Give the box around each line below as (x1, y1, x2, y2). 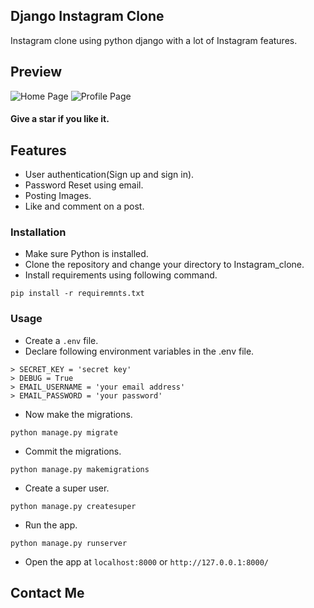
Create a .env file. (24, 334, 99, 346)
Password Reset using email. (24, 179, 144, 191)
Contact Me (10, 585, 85, 602)
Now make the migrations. (24, 408, 133, 420)
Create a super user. (24, 482, 110, 494)
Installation (10, 225, 67, 239)
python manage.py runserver (10, 538, 128, 548)
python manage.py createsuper (10, 501, 137, 511)
